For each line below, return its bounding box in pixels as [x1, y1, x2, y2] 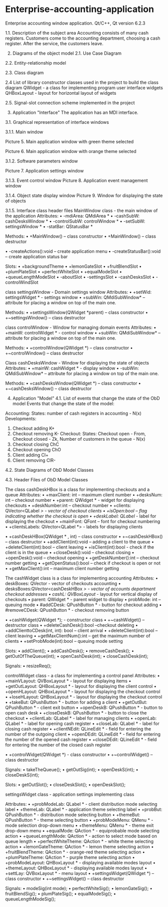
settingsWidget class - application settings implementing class [5, 791, 134, 797]
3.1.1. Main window [5, 129, 44, 135]
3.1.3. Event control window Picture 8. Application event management [5, 177, 148, 184]
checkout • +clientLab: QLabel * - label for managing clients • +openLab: [5, 715, 157, 721]
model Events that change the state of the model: [12, 400, 114, 407]
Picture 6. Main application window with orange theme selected [5, 148, 136, 154]
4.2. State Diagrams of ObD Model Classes [5, 467, 94, 473]
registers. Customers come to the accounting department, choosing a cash [5, 35, 160, 41]
